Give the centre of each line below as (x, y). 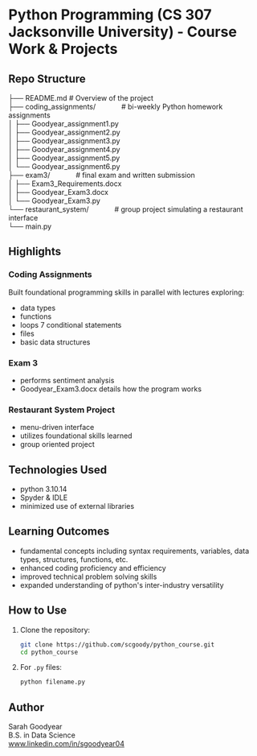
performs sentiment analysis (67, 380)
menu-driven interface (57, 428)
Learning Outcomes (59, 532)
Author (26, 707)
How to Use (38, 611)
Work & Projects (63, 49)
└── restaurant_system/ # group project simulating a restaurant (126, 209)
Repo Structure (47, 78)
